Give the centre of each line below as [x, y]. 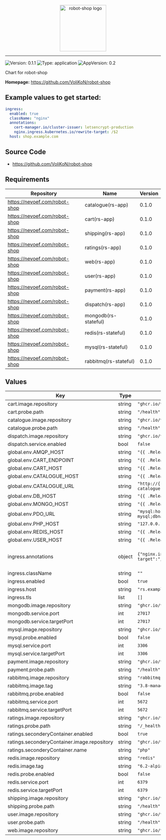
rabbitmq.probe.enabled [36, 694]
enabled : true [24, 114]
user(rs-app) [100, 276]
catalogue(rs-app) [106, 205]
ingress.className [30, 574]
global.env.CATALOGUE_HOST [43, 476]
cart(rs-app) [100, 219]
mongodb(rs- [101, 315]
